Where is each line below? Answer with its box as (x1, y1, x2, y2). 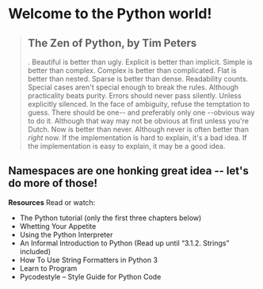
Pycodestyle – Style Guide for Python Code (19, 272, 162, 281)
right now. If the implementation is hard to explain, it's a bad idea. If (27, 133, 247, 143)
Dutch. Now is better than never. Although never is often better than (27, 124, 250, 134)
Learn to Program (19, 263, 78, 273)
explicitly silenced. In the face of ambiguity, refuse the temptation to (27, 100, 250, 108)
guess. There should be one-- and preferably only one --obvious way (27, 108, 255, 117)
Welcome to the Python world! (8, 5, 212, 23)
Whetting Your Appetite (19, 221, 97, 230)
